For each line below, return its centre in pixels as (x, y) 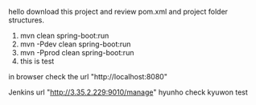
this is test (37, 61)
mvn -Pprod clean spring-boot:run (77, 52)
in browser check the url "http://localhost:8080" (88, 77)
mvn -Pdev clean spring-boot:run (75, 44)
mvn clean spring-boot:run (64, 36)
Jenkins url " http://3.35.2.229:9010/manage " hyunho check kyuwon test (128, 92)
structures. (26, 20)
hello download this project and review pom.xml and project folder (118, 12)
